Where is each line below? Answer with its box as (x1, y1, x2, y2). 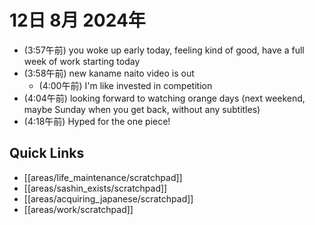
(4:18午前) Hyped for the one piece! (23, 115, 171, 127)
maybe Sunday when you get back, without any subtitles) (23, 103, 261, 115)
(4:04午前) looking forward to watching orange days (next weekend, (23, 92, 306, 104)
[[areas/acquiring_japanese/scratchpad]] (23, 192, 194, 205)
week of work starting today (23, 55, 141, 67)
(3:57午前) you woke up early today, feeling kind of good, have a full (23, 44, 305, 56)
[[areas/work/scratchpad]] (23, 203, 134, 215)
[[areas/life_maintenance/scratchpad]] (23, 171, 183, 183)
